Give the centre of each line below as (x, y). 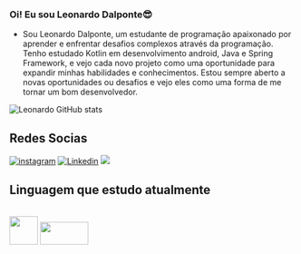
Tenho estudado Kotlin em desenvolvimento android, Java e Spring (148, 54)
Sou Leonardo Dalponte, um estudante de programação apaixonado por (157, 34)
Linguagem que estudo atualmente (110, 190)
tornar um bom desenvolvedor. (80, 92)
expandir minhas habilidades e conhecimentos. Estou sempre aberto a (154, 73)
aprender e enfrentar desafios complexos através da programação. (148, 44)
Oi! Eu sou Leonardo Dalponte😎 (81, 15)
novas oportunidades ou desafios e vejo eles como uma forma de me (152, 83)
